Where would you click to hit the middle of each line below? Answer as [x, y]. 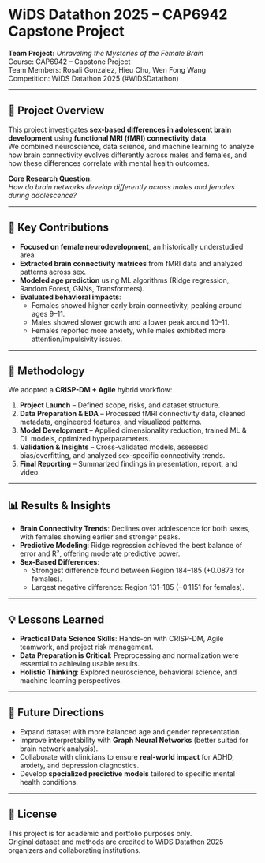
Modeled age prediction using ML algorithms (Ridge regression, [124, 280]
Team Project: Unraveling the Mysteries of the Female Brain [106, 53]
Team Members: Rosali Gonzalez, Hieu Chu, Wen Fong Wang [107, 69]
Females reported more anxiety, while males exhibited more [129, 330]
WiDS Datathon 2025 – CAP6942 [118, 15]
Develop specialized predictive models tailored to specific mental [127, 773]
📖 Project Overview [56, 111]
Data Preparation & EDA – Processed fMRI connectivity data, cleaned [132, 414]
